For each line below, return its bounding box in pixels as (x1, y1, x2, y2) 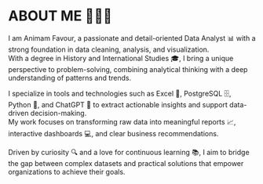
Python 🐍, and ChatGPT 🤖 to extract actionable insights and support (8, 99, 228, 109)
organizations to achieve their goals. (8, 167, 126, 176)
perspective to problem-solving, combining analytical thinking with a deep (8, 64, 248, 74)
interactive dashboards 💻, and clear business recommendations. (8, 128, 219, 138)
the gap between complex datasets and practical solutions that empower (8, 158, 244, 168)
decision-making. (30, 108, 87, 117)
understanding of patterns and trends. (8, 73, 132, 82)
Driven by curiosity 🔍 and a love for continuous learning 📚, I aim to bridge (8, 147, 250, 157)
